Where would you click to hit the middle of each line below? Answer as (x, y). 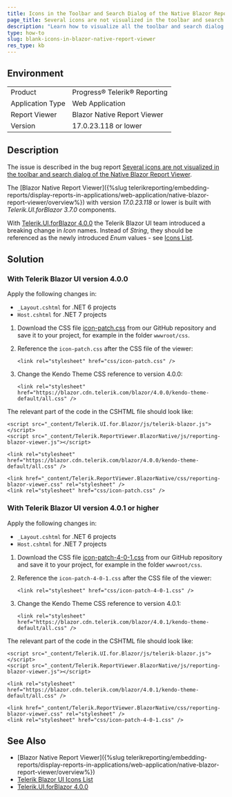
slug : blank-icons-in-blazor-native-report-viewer (81, 39)
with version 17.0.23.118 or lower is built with (148, 202)
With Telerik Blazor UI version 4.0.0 (68, 279)
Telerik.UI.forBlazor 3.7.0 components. (62, 209)
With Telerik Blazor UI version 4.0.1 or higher (83, 508)
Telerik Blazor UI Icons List (55, 780)
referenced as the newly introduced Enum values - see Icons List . (100, 237)
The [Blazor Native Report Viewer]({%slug (67, 188)
